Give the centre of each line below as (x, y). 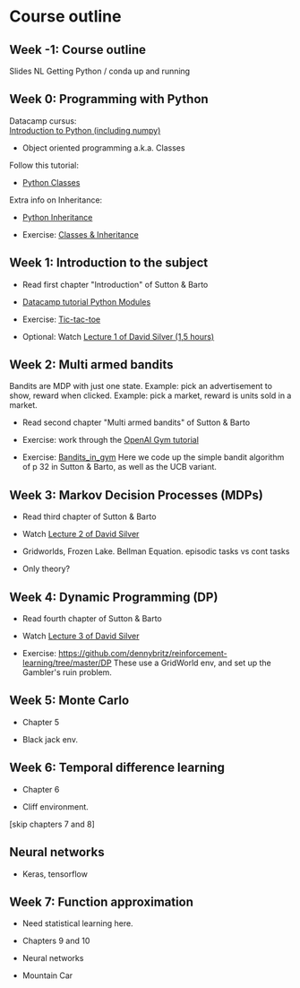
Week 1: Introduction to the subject (109, 263)
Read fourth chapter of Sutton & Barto (92, 619)
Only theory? (46, 569)
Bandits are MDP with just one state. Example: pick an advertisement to (141, 386)
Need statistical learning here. (77, 923)
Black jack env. (50, 739)
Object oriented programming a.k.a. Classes (103, 147)
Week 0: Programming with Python (109, 99)
